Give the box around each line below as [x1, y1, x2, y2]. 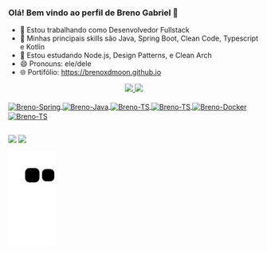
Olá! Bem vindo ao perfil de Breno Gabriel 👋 [8, 7, 179, 18]
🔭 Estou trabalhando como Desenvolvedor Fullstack [19, 25, 190, 35]
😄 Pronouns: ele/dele [19, 59, 92, 68]
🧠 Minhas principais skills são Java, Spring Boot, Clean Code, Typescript [19, 33, 259, 43]
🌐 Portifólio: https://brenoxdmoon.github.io [19, 68, 162, 77]
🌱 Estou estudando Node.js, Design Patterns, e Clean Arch [19, 51, 213, 60]
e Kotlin [19, 42, 45, 52]
